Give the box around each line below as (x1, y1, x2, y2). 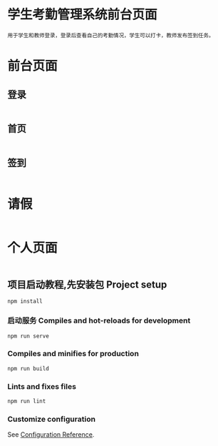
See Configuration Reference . (7, 430, 95, 439)
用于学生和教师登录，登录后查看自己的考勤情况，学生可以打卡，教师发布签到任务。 (7, 31, 214, 39)
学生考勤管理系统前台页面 (7, 6, 158, 23)
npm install (7, 298, 43, 305)
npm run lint (7, 397, 46, 405)
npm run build (7, 365, 50, 372)
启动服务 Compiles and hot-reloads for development (7, 315, 191, 325)
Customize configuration (7, 415, 96, 425)
